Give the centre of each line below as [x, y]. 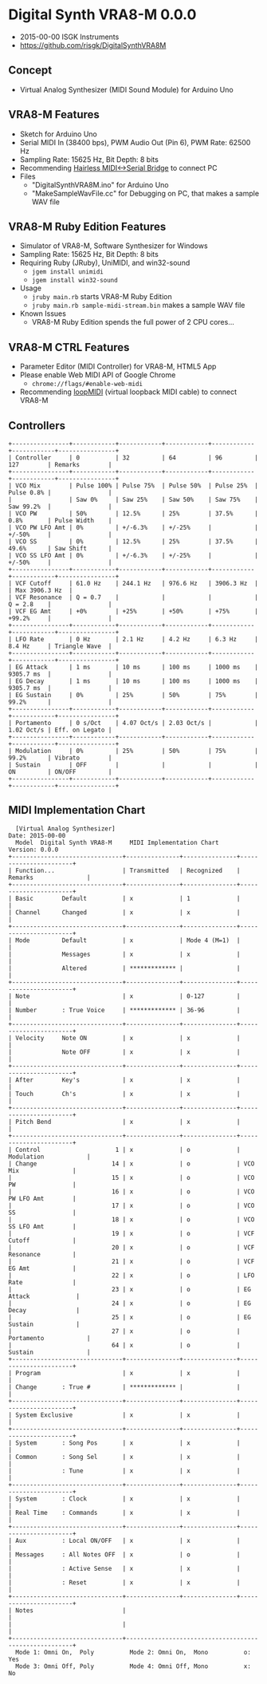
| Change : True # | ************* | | [124, 1387]
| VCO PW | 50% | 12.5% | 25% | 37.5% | [133, 514]
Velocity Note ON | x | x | [128, 1038]
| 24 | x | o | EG [130, 1303]
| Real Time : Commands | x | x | [124, 1512]
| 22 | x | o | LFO [132, 1275]
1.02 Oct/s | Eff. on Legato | [60, 730]
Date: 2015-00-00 [37, 835]
